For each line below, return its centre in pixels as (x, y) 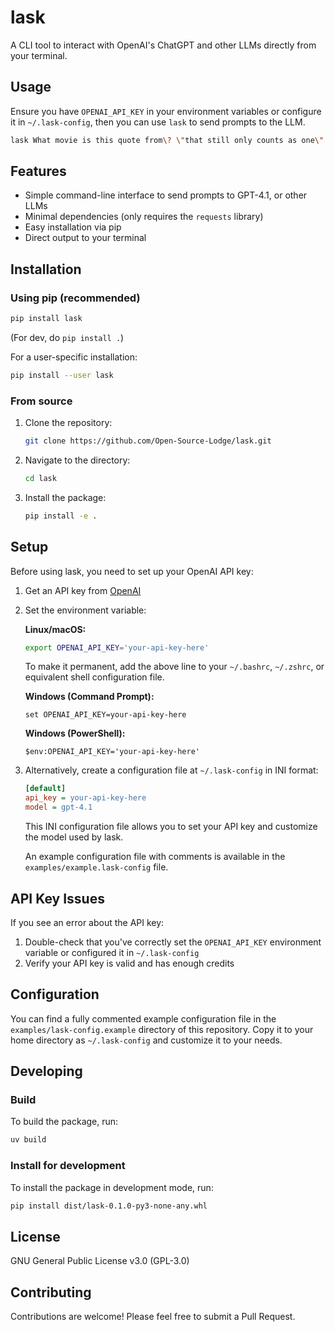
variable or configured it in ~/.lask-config (112, 952)
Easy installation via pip (73, 227)
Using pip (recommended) (75, 298)
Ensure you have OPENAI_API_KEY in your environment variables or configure (166, 111)
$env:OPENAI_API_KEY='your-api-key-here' (112, 752)
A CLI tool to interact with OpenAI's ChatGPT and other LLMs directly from (163, 45)
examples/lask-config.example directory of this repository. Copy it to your (162, 1029)
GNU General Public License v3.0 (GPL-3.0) (100, 1261)
